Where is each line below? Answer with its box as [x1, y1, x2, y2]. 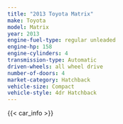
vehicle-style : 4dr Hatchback [7, 89, 97, 96]
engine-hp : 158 [7, 43, 53, 50]
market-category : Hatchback [7, 76, 91, 84]
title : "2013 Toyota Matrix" [7, 10, 94, 18]
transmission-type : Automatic [7, 57, 97, 64]
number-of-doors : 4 [7, 69, 65, 77]
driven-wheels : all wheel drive [7, 63, 103, 70]
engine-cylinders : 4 [7, 50, 69, 57]
